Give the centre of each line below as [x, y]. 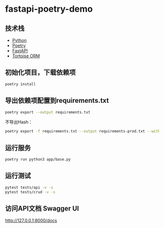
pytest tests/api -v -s [29, 187]
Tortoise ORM [26, 56]
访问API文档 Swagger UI [42, 208]
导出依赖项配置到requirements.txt [57, 101]
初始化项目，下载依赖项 [40, 73]
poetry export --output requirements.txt [48, 112]
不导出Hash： [19, 122]
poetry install [20, 84]
